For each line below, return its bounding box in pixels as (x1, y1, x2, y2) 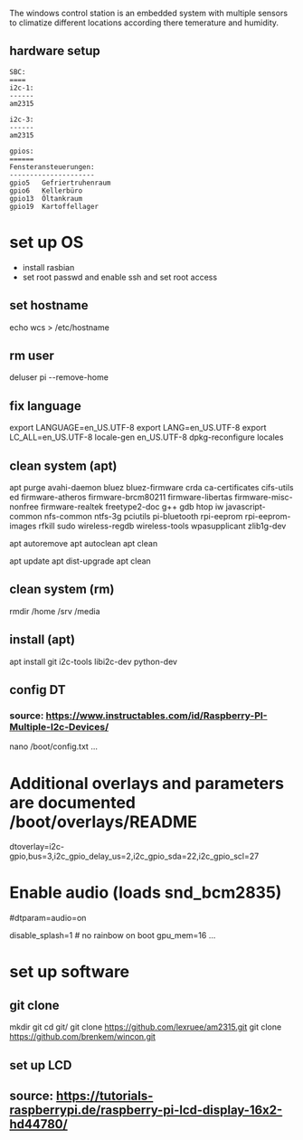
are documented (9, 792, 136, 812)
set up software (9, 962, 130, 983)
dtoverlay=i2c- (9, 841, 65, 852)
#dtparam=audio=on (9, 913, 87, 924)
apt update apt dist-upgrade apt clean (9, 556, 151, 566)
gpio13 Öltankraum (9, 194, 83, 203)
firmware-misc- (234, 492, 293, 502)
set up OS (9, 233, 84, 252)
